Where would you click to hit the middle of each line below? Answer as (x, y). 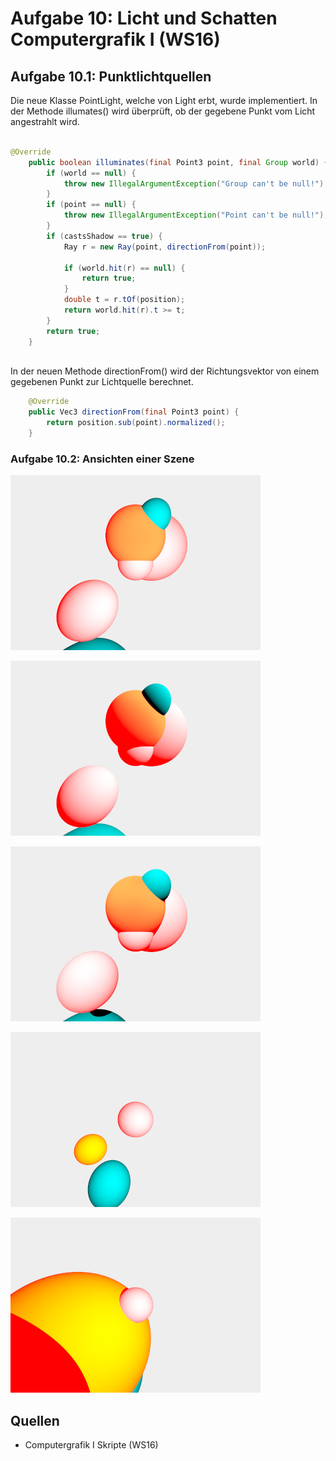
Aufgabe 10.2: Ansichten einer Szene (102, 459)
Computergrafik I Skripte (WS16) (91, 1444)
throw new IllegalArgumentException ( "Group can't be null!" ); (196, 183)
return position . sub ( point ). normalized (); (136, 423)
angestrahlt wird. (45, 121)
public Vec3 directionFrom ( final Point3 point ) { (134, 412)
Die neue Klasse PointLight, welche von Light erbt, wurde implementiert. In (164, 100)
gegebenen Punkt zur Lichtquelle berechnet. (102, 382)
